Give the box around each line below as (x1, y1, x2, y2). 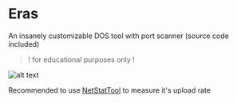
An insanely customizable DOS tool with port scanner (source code (8, 31, 229, 40)
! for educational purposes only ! (27, 55, 136, 64)
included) (8, 39, 40, 48)
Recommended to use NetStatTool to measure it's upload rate (8, 85, 211, 95)
